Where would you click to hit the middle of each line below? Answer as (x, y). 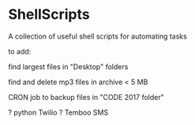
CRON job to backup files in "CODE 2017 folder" (86, 97)
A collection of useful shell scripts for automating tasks (97, 36)
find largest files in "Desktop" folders (68, 66)
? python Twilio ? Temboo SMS (58, 112)
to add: (20, 51)
